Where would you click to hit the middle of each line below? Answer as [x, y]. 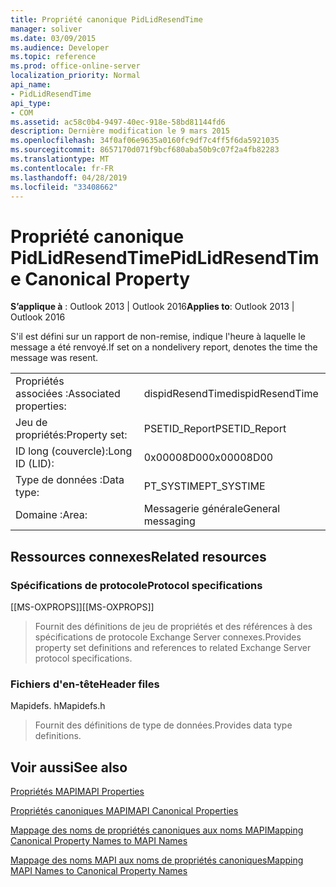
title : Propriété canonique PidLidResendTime [106, 19]
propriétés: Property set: [71, 435]
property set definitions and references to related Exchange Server [173, 647]
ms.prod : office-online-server [75, 66]
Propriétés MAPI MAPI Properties [77, 792]
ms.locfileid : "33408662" [64, 187]
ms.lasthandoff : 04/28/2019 [69, 177]
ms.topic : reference [53, 57]
